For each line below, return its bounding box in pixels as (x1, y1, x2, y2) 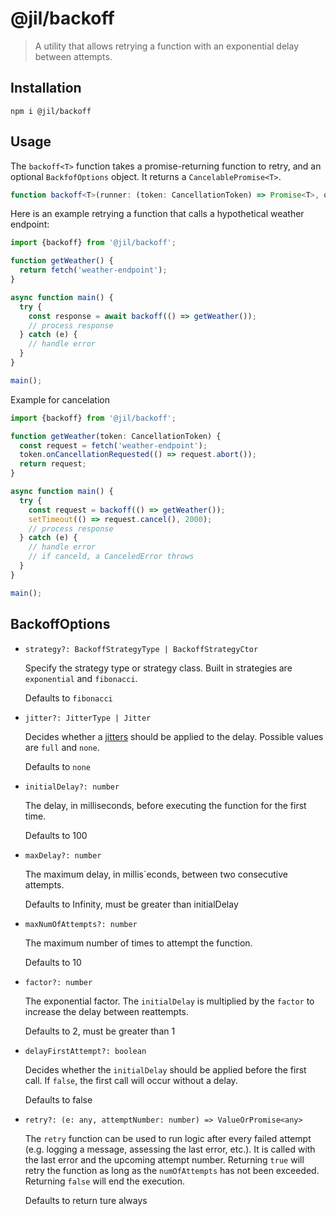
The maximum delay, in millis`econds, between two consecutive (24, 868, 289, 880)
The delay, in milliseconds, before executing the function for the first (24, 799, 307, 811)
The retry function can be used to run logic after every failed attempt (24, 1132, 312, 1144)
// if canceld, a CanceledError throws (28, 552, 195, 562)
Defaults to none (24, 760, 91, 772)
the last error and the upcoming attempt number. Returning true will (24, 1153, 305, 1166)
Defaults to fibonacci (24, 692, 113, 704)
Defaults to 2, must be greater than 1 (24, 1025, 176, 1037)
